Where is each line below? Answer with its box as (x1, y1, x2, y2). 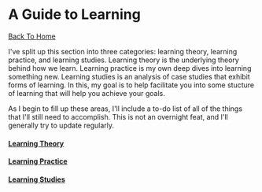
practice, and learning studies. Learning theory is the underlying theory (8, 55, 240, 65)
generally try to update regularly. (8, 120, 114, 130)
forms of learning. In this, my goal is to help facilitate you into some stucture (8, 80, 255, 90)
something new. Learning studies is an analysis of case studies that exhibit (8, 72, 250, 81)
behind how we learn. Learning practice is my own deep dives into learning (8, 63, 252, 72)
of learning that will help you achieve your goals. (8, 88, 165, 98)
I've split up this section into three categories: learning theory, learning (8, 46, 238, 56)
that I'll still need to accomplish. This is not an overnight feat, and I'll (8, 112, 228, 121)
